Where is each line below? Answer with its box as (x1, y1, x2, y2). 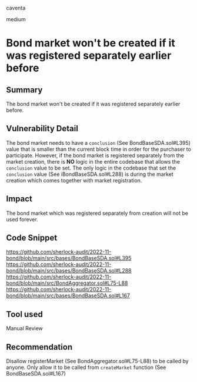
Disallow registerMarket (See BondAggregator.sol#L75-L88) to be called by (6, 358, 189, 365)
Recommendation (6, 342, 72, 352)
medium (6, 16, 26, 22)
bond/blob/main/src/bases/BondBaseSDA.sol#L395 (6, 255, 132, 262)
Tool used (6, 309, 43, 319)
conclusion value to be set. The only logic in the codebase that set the (6, 164, 176, 171)
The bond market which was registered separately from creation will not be (6, 210, 188, 217)
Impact (6, 194, 32, 204)
